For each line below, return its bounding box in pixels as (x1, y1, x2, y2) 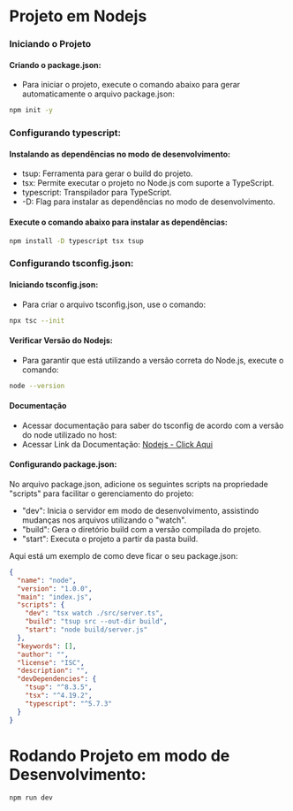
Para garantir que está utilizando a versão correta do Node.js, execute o (21, 355, 284, 365)
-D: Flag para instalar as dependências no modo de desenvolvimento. (21, 196, 275, 207)
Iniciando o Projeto (9, 38, 92, 50)
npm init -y (9, 106, 53, 115)
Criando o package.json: (9, 59, 101, 70)
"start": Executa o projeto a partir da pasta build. (21, 533, 199, 544)
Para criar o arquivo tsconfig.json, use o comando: (21, 299, 206, 310)
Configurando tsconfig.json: (9, 257, 134, 270)
